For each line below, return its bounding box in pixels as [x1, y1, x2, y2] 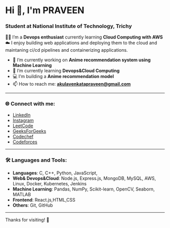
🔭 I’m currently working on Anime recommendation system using [12, 57, 151, 63]
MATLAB [12, 192, 31, 198]
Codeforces [12, 139, 37, 145]
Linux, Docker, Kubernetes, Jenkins [12, 181, 87, 187]
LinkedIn [12, 111, 31, 118]
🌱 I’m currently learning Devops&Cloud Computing [12, 68, 120, 74]
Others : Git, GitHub [12, 202, 53, 208]
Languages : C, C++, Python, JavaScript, [12, 170, 98, 176]
